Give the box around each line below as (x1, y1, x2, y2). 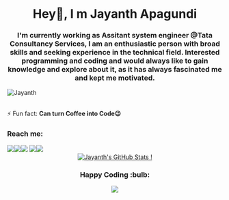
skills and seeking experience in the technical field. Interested (10, 48, 220, 57)
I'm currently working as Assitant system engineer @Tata (16, 31, 213, 40)
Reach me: (7, 129, 43, 139)
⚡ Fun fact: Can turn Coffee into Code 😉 (7, 109, 122, 118)
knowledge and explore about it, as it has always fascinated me (8, 65, 222, 74)
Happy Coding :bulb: (79, 170, 150, 180)
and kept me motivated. (75, 73, 155, 83)
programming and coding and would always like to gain (21, 56, 208, 66)
